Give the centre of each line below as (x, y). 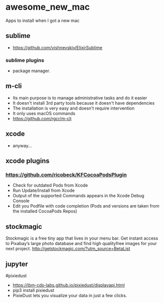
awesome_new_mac (48, 7)
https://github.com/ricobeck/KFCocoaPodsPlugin (66, 174)
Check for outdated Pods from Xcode (50, 185)
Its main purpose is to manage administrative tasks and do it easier (80, 98)
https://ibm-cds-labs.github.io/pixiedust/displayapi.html (69, 285)
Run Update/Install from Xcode (44, 190)
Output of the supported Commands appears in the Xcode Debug (78, 196)
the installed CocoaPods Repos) (45, 211)
